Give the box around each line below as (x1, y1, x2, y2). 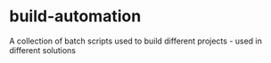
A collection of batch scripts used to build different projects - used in (9, 35, 263, 46)
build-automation (9, 6, 142, 27)
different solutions (9, 44, 76, 55)
